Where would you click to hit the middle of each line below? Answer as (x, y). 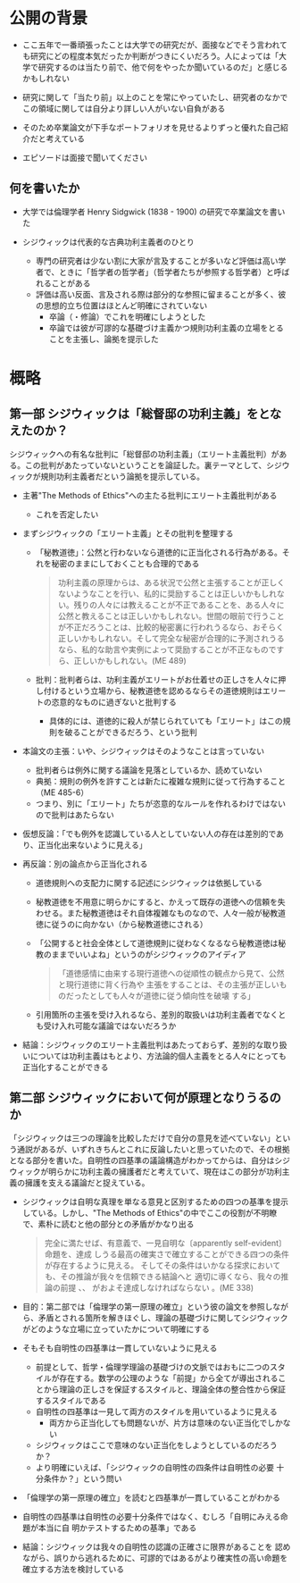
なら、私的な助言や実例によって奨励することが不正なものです (171, 649)
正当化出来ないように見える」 (92, 844)
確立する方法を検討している (73, 1569)
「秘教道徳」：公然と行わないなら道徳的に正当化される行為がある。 (159, 552)
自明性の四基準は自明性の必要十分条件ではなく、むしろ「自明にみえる (151, 1516)
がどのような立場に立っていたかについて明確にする (116, 1328)
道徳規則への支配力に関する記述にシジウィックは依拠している (149, 883)
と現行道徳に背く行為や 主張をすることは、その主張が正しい (168, 984)
